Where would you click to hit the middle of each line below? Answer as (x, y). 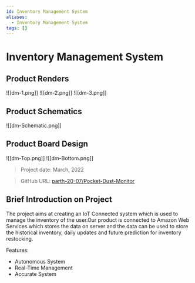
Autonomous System (40, 261)
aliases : (17, 17)
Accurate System (36, 274)
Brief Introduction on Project (59, 200)
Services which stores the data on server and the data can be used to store (97, 226)
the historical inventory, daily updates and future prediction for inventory (94, 232)
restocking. (20, 238)
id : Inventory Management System (47, 11)
